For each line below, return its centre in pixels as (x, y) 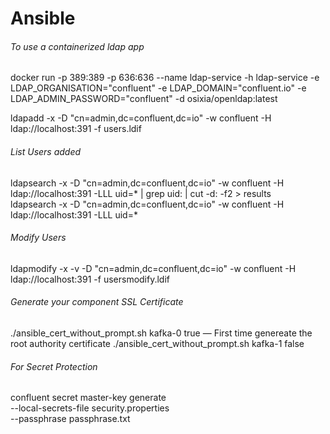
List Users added (46, 151)
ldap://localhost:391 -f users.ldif (76, 129)
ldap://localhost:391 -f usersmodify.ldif (90, 279)
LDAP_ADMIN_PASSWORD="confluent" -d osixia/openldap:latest (144, 99)
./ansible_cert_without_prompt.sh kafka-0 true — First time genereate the (161, 333)
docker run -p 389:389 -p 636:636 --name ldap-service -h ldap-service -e (165, 78)
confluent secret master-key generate (88, 398)
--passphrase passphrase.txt (70, 419)
